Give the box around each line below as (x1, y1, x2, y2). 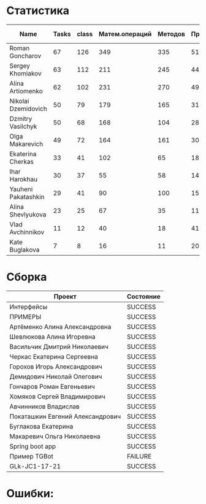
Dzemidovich (9, 104, 47, 113)
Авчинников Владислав (9, 402, 80, 411)
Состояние (126, 292, 161, 300)
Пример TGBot (9, 452, 53, 460)
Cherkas (9, 157, 34, 166)
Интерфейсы (9, 302, 48, 311)
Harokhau (9, 175, 38, 183)
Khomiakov (9, 69, 42, 77)
